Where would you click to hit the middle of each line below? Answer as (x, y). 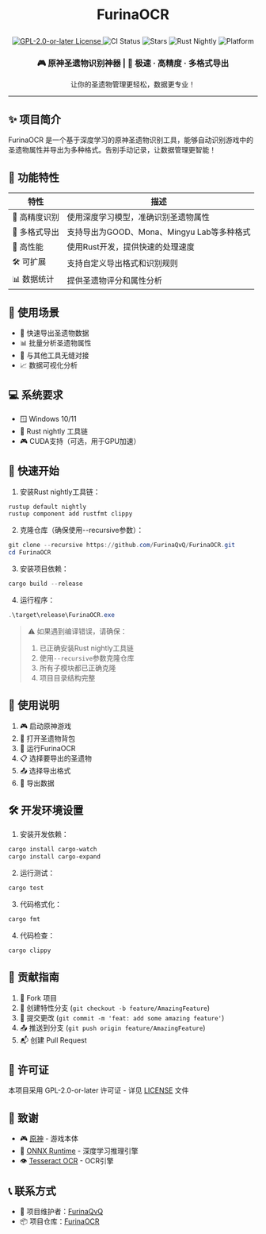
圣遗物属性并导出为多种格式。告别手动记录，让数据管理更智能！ (112, 150)
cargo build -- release (46, 584)
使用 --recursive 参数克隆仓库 (87, 657)
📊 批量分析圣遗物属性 (55, 342)
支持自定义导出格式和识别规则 (122, 263)
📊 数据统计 (33, 280)
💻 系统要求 (36, 395)
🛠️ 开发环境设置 (46, 810)
